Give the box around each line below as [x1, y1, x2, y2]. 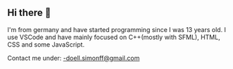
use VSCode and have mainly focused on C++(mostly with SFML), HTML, [7, 33, 220, 41]
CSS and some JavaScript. [7, 40, 85, 49]
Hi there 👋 [7, 7, 51, 19]
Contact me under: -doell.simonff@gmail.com [7, 54, 140, 62]
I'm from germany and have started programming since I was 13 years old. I [7, 25, 227, 33]
